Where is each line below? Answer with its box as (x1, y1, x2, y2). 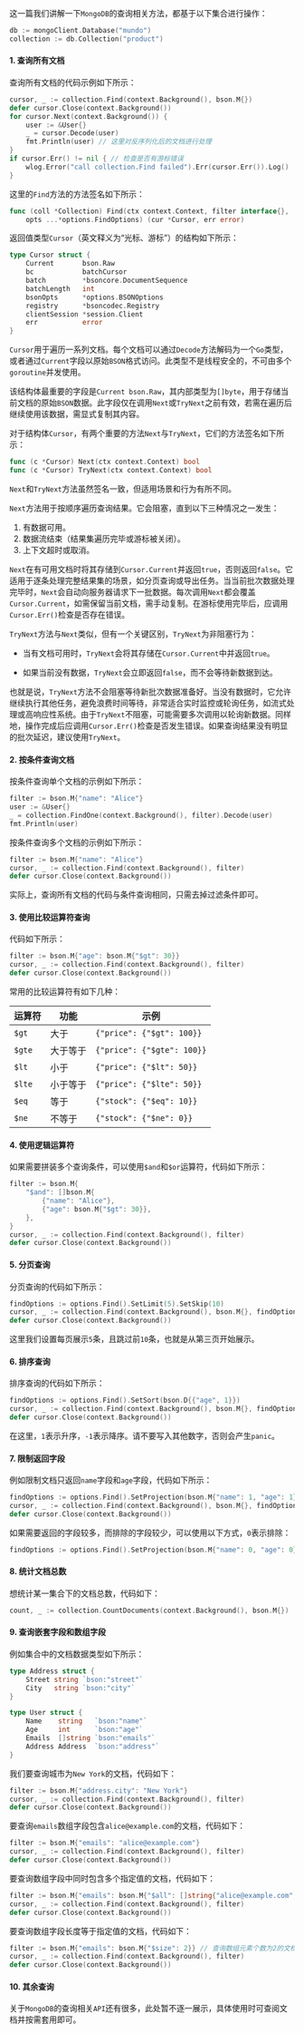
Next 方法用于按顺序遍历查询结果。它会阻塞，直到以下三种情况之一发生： (9, 502, 280, 513)
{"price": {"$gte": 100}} (95, 1046, 207, 1055)
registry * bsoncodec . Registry (25, 301, 160, 310)
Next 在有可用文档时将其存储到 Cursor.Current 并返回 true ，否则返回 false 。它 (9, 563, 294, 574)
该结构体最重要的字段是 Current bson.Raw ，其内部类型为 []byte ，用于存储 (9, 386, 281, 397)
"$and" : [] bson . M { (25, 1188, 95, 1197)
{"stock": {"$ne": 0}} (95, 1114, 193, 1123)
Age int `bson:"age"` (25, 1726, 144, 1735)
